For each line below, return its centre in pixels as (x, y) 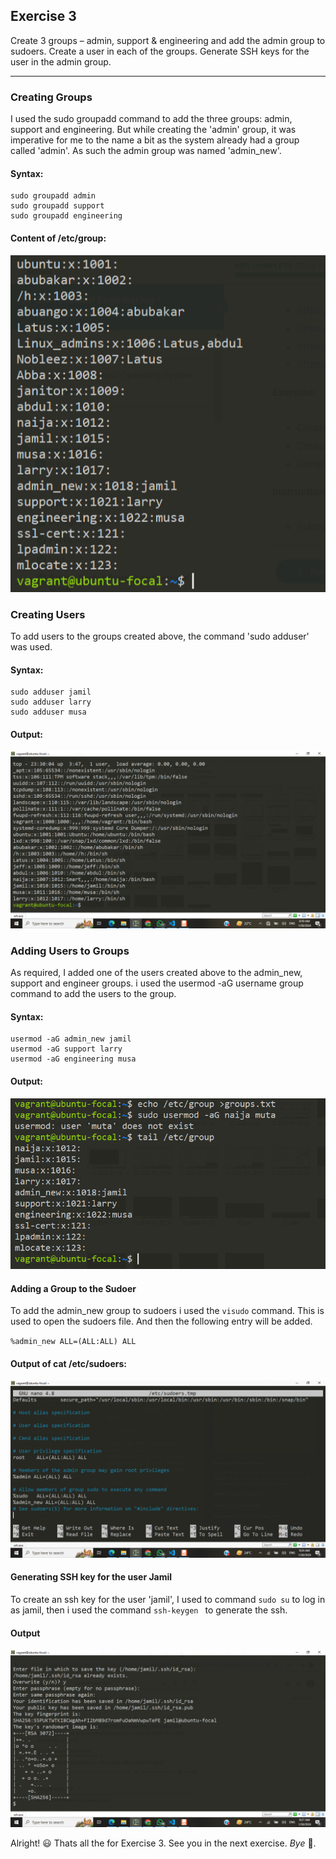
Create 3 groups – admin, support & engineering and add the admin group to (168, 40)
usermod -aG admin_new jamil (71, 1039)
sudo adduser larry (51, 702)
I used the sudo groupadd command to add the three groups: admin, (151, 119)
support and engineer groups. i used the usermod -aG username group (157, 983)
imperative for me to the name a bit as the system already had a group (155, 140)
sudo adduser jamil (51, 692)
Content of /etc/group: (58, 238)
